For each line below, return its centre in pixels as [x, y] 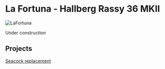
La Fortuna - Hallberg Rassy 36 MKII [83, 9]
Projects [19, 49]
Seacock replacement [28, 61]
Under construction [26, 32]
